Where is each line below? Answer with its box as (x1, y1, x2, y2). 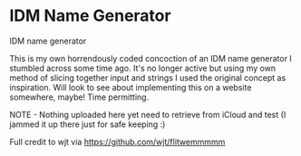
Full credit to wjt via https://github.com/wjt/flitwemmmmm (9, 136, 226, 147)
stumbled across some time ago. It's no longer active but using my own (9, 63, 277, 73)
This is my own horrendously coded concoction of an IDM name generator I (9, 53, 292, 63)
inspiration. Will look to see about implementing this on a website (9, 82, 252, 93)
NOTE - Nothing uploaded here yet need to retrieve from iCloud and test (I (9, 109, 286, 120)
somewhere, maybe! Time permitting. (9, 92, 150, 102)
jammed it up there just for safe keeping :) (9, 119, 166, 130)
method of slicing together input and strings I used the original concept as (9, 72, 286, 83)
